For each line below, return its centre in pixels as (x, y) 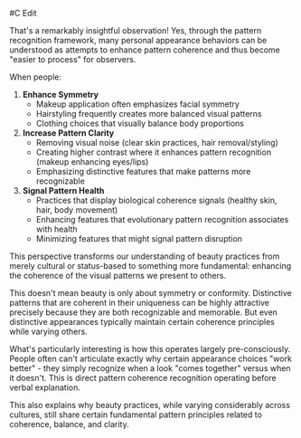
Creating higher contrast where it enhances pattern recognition (154, 152)
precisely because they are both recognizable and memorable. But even (144, 312)
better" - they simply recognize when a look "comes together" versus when (150, 368)
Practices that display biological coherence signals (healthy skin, (156, 200)
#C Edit (23, 13)
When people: (35, 77)
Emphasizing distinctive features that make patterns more (143, 171)
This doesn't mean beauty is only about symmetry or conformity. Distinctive (150, 293)
